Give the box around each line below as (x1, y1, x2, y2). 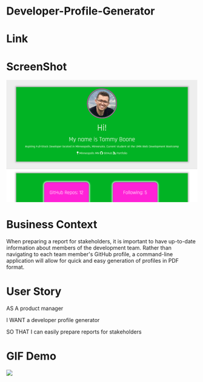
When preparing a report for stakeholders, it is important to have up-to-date (6, 237, 196, 245)
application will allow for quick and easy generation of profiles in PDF (6, 257, 179, 264)
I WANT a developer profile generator (6, 316, 100, 323)
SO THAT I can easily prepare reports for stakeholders (6, 328, 142, 335)
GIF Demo (6, 349, 56, 363)
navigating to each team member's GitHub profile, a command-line (6, 250, 173, 258)
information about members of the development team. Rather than (6, 244, 171, 251)
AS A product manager (6, 305, 64, 312)
